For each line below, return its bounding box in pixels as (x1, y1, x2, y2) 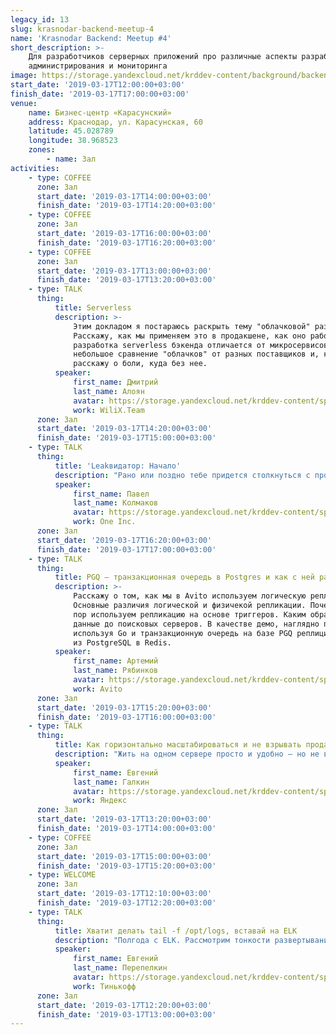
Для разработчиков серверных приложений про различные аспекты (28, 52, 298, 62)
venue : (10, 98, 38, 108)
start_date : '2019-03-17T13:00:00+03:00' (36, 266, 213, 276)
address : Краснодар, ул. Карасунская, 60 (28, 117, 203, 127)
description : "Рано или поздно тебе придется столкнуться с (54, 470, 311, 480)
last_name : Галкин (73, 777, 150, 787)
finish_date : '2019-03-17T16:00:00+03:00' (36, 712, 217, 722)
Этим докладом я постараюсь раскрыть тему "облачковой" (73, 321, 311, 331)
